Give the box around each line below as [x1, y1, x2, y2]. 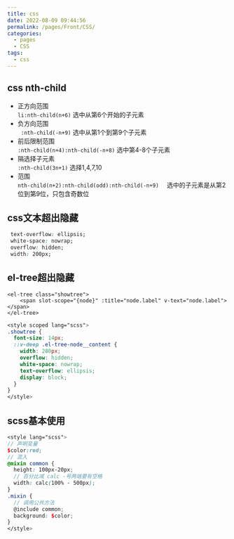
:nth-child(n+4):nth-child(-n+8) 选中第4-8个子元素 [17, 145, 170, 154]
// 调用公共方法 [13, 499, 55, 506]
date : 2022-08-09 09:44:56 [7, 17, 86, 24]
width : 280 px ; [20, 348, 61, 355]
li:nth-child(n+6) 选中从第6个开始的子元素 [17, 110, 145, 119]
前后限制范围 [17, 136, 55, 145]
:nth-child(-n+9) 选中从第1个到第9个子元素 [20, 128, 147, 136]
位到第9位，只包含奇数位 [17, 189, 90, 197]
